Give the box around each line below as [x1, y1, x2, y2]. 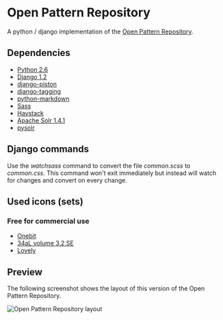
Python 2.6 [16, 65, 49, 73]
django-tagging [16, 87, 62, 95]
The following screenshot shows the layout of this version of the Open [7, 284, 205, 293]
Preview [7, 266, 43, 278]
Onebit [16, 232, 36, 240]
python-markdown [16, 94, 70, 103]
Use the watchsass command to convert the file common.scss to [7, 161, 191, 170]
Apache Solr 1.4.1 [16, 116, 66, 124]
